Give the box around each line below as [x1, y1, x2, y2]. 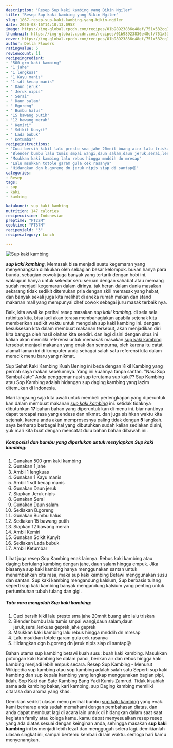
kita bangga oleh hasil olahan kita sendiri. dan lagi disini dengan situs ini [6, 330, 158, 337]
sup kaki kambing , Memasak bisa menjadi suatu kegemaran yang [6, 260, 145, 267]
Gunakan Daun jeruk [13, 485, 57, 491]
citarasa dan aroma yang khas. [6, 688, 71, 694]
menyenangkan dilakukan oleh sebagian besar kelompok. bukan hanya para [6, 266, 166, 272]
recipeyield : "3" [6, 228, 43, 233]
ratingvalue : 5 [6, 46, 39, 51]
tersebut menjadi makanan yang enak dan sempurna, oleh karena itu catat [6, 342, 163, 348]
